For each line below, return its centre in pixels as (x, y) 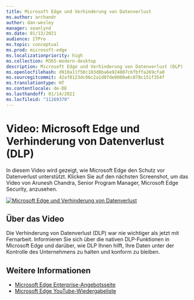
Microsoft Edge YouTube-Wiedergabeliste (65, 291)
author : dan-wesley (30, 22)
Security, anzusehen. (32, 189)
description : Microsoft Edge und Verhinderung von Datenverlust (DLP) (95, 66)
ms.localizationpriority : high (45, 56)
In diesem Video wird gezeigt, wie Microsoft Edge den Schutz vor (86, 170)
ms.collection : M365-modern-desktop (51, 61)
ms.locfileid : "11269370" (38, 99)
